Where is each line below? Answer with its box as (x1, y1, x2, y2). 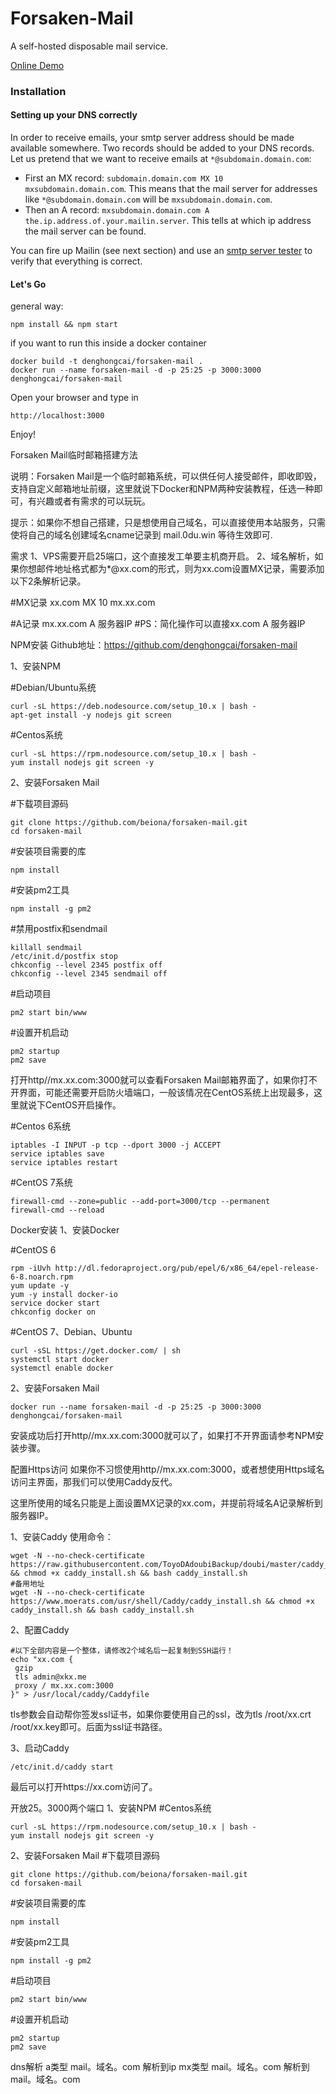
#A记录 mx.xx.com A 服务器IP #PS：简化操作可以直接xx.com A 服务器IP (10, 618, 306, 630)
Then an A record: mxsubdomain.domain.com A (24, 204, 210, 216)
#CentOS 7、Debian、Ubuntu (10, 1326, 133, 1338)
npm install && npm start (10, 320, 118, 330)
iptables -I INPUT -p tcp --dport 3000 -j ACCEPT (10, 1140, 222, 1151)
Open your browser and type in (10, 392, 139, 404)
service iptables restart (10, 1158, 118, 1168)
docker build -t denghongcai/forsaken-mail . (10, 357, 203, 367)
